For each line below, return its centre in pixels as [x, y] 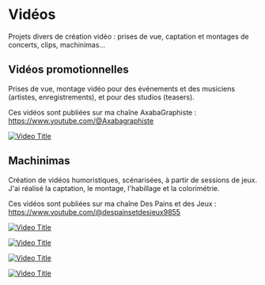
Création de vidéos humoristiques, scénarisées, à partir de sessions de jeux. [133, 180]
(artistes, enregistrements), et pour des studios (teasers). [102, 97]
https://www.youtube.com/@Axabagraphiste [81, 121]
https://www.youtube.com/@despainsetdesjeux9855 [94, 212]
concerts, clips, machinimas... [57, 44]
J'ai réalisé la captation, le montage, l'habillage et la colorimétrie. [114, 188]
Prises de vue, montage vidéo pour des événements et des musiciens [122, 88]
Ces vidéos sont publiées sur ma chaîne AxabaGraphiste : [102, 112]
